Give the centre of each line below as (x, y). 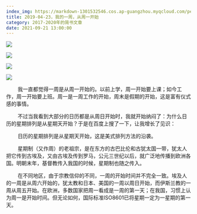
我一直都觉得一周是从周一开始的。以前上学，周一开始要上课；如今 (97, 89)
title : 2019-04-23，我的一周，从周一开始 (52, 17)
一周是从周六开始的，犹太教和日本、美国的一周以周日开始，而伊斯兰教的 (98, 183)
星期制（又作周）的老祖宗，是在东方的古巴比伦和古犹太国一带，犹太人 (102, 149)
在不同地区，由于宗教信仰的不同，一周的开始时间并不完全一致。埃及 (100, 176)
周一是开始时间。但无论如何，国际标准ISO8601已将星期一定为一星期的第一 (101, 198)
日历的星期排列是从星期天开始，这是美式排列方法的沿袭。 (87, 136)
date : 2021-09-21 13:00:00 (39, 28)
